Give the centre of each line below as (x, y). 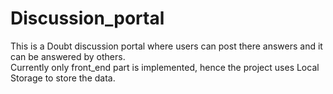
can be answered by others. (68, 56)
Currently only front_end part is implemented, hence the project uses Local (165, 67)
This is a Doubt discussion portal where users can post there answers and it (166, 46)
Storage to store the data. (63, 78)
